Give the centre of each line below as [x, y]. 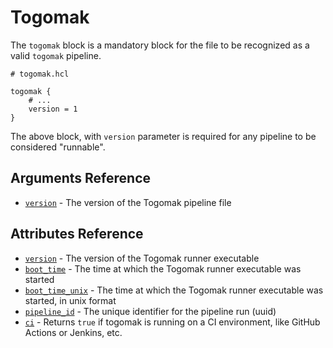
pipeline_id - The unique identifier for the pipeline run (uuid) [150, 311]
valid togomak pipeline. [56, 55]
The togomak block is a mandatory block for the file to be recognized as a [160, 45]
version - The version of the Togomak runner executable [142, 258]
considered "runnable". [58, 147]
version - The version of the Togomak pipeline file [128, 202]
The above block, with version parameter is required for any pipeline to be [163, 136]
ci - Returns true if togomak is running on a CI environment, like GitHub [172, 322]
